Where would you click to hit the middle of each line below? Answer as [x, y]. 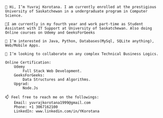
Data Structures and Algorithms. [57, 79]
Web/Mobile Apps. [23, 45]
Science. [14, 16]
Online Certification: [28, 62]
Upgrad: [22, 84]
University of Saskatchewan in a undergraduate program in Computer [76, 11]
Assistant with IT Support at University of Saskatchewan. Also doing [79, 28]
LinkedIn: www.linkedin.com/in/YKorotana [57, 111]
